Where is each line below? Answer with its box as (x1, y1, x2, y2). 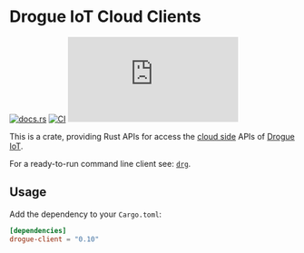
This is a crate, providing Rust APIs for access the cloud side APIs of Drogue (9, 131, 295, 141)
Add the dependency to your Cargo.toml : (9, 209, 162, 219)
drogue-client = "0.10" (9, 234, 100, 244)
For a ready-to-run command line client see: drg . (9, 158, 191, 169)
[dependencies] (9, 226, 67, 235)
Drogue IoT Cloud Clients (9, 6, 201, 27)
